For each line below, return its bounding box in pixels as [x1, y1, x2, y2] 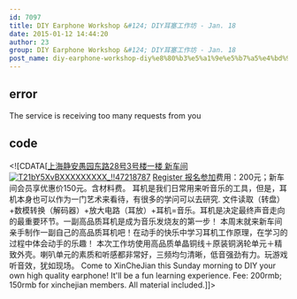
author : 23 [9, 37, 49, 47]
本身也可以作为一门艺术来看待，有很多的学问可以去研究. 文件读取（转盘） [16, 194, 285, 204]
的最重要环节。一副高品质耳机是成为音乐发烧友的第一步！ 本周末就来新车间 [9, 216, 283, 226]
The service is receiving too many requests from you [9, 110, 202, 120]
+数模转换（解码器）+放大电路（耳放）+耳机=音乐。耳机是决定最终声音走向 [9, 204, 286, 215]
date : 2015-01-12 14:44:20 [9, 29, 109, 38]
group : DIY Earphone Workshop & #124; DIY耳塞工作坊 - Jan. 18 [9, 46, 237, 55]
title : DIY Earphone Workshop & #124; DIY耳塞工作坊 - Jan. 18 [9, 21, 237, 30]
